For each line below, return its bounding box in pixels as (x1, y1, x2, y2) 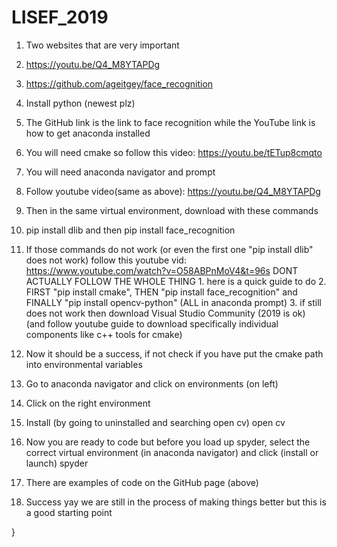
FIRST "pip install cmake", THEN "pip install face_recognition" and (25, 286, 298, 298)
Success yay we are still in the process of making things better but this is (25, 496, 327, 508)
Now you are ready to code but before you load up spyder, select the (25, 436, 311, 448)
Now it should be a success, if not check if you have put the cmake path (25, 347, 324, 360)
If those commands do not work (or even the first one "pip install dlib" (25, 243, 314, 255)
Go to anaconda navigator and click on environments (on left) (25, 377, 279, 390)
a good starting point (25, 506, 113, 518)
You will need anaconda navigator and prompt (25, 166, 216, 178)
